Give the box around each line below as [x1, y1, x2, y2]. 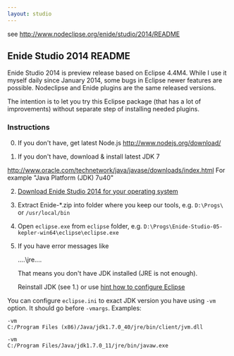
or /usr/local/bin [17, 208, 70, 216]
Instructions [7, 123, 51, 133]
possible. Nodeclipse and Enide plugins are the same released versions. [7, 84, 216, 92]
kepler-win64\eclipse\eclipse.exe [17, 229, 119, 236]
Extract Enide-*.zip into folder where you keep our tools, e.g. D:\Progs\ [17, 200, 223, 209]
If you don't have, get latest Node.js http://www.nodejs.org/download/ [17, 138, 221, 147]
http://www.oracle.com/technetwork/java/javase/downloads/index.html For [7, 166, 226, 174]
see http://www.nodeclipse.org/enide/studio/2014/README [7, 30, 180, 38]
